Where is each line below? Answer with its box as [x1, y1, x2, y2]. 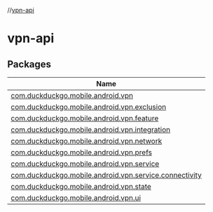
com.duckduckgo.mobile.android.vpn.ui [11, 193, 142, 202]
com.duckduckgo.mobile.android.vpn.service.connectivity [11, 171, 202, 180]
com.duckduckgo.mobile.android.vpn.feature [11, 113, 159, 123]
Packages [7, 58, 51, 70]
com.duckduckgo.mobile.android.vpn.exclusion [11, 102, 167, 111]
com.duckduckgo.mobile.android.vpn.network [11, 136, 163, 146]
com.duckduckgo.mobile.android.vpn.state [11, 182, 152, 191]
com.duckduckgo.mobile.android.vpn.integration [11, 125, 170, 134]
